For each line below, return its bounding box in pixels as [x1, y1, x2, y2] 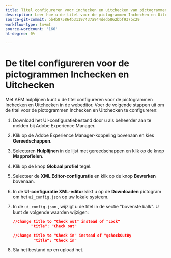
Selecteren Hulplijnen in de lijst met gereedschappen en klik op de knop [12, 148, 164, 154]
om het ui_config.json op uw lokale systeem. [12, 194, 109, 200]
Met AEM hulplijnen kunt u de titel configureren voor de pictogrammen [5, 96, 153, 102]
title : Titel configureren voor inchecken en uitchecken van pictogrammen [5, 7, 167, 13]
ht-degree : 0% [5, 31, 36, 36]
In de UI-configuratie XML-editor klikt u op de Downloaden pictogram [12, 188, 162, 194]
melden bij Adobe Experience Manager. [12, 122, 96, 128]
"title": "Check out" [31, 223, 77, 229]
